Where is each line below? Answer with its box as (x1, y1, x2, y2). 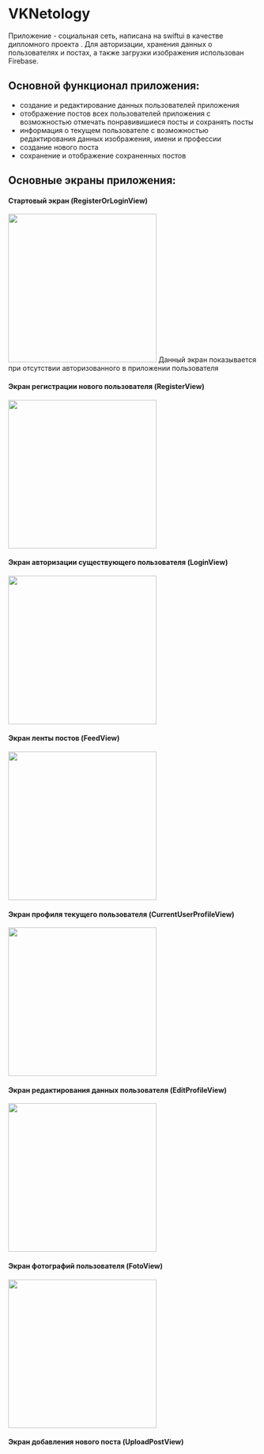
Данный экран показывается (157, 355, 257, 364)
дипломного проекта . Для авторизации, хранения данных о (8, 39, 213, 48)
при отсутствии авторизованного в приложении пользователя (8, 364, 219, 373)
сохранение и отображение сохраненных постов (19, 151, 187, 160)
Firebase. (8, 56, 40, 66)
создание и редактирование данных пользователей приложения (19, 100, 239, 109)
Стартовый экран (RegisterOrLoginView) (8, 196, 149, 205)
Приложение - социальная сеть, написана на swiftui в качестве (8, 31, 224, 40)
